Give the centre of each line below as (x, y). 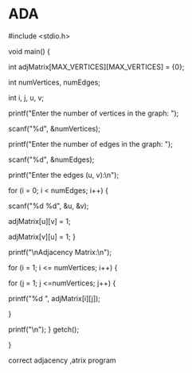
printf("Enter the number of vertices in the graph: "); (94, 113)
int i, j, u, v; (26, 97)
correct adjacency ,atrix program (63, 360)
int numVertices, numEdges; (55, 82)
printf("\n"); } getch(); (44, 329)
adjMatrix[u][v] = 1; (39, 221)
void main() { (29, 51)
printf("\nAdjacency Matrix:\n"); (60, 252)
